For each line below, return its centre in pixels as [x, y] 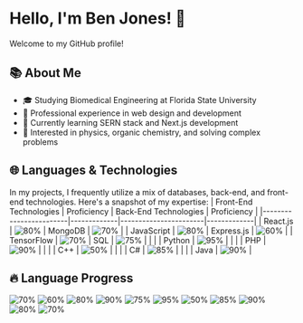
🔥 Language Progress [71, 278]
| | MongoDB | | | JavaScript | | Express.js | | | [151, 231]
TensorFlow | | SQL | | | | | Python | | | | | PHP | [138, 240]
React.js [279, 221]
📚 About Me [45, 73]
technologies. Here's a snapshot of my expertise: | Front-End [139, 202]
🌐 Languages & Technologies [94, 171]
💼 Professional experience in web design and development [132, 113]
